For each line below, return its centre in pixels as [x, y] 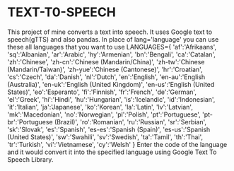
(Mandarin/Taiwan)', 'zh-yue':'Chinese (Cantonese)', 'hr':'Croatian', [105, 69]
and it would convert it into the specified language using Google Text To [112, 152]
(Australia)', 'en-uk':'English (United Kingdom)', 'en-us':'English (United [111, 84]
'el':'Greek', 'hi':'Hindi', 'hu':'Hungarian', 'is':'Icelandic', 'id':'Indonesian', [111, 99]
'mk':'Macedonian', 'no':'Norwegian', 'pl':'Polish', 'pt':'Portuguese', [104, 114]
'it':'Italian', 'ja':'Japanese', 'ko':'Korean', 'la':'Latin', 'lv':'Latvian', [100, 107]
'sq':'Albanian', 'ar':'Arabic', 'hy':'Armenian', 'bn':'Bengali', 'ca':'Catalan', [111, 54]
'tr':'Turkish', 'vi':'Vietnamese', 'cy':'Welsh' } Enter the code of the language [117, 144]
